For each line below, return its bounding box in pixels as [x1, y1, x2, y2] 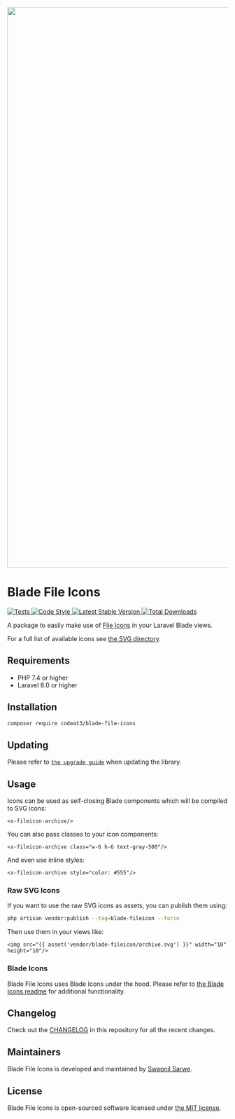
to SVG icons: [7, 804, 47, 813]
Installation [7, 701, 57, 713]
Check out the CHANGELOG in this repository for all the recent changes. [7, 1026, 215, 1034]
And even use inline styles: [7, 856, 85, 865]
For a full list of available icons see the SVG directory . [7, 634, 161, 643]
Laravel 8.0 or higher [17, 680, 78, 689]
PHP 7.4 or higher [17, 673, 69, 682]
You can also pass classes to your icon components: [7, 830, 159, 839]
